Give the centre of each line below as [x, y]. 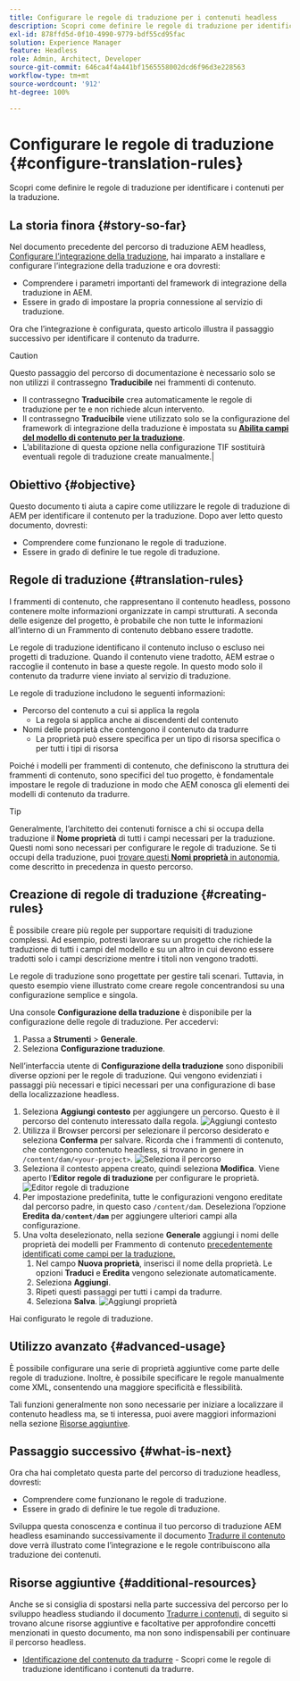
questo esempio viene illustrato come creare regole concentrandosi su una [147, 985]
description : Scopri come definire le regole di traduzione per [131, 26]
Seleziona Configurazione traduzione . [93, 1048]
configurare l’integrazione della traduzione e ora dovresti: [115, 266]
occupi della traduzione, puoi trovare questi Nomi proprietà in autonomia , [145, 857]
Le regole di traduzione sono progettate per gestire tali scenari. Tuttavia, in [146, 976]
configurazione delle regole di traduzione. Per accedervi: [114, 1021]
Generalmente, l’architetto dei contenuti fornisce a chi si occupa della [137, 828]
